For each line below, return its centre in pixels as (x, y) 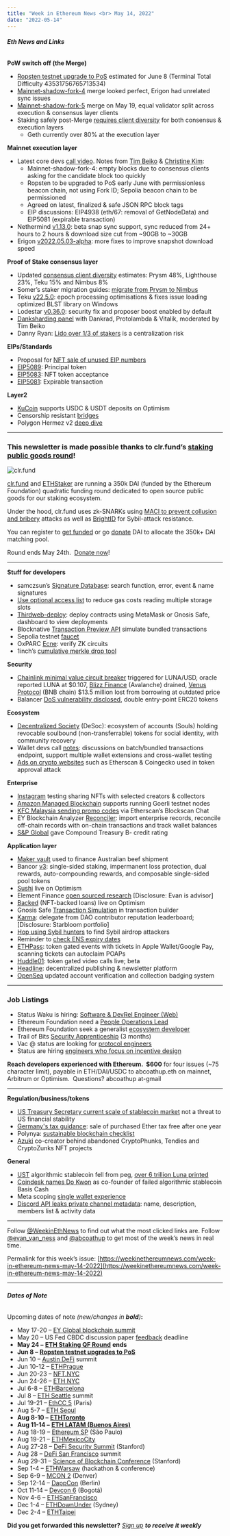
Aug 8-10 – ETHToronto (51, 1417)
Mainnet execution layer (42, 147)
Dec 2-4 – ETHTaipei (47, 1512)
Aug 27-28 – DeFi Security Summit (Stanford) (81, 1446)
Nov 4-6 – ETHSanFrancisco (57, 1497)
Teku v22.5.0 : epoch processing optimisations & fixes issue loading (112, 297)
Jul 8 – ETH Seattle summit (55, 1396)
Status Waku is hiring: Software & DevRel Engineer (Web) (98, 1015)
